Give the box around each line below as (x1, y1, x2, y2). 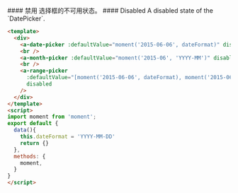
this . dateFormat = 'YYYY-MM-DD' (20, 133, 115, 140)
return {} (20, 139, 50, 146)
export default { (7, 120, 59, 127)
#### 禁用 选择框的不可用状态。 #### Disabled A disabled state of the (7, 6, 214, 15)
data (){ (13, 127, 37, 134)
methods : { (13, 153, 46, 160)
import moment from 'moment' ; (7, 113, 97, 121)
